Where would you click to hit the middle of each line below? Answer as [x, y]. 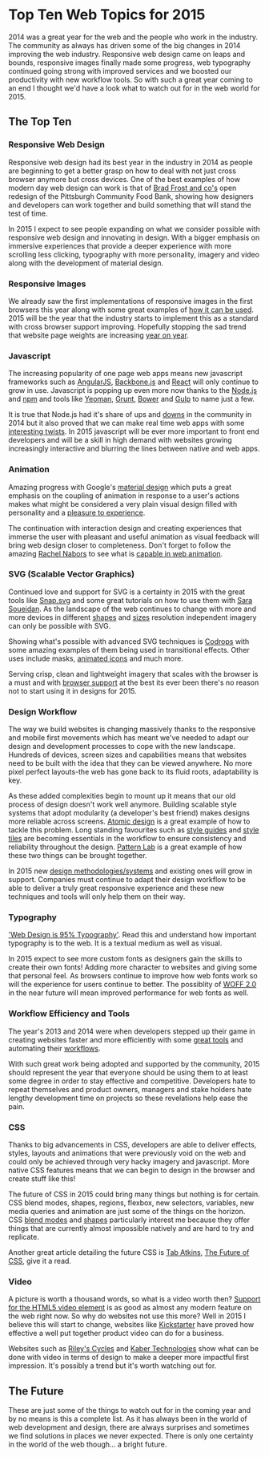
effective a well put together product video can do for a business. [116, 1334]
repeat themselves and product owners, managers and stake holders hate [130, 1089]
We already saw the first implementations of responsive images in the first [131, 301]
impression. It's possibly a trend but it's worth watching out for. [112, 1366]
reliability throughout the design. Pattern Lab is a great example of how [125, 847]
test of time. [28, 213]
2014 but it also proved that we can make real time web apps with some [126, 423]
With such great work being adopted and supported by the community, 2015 [134, 1063]
